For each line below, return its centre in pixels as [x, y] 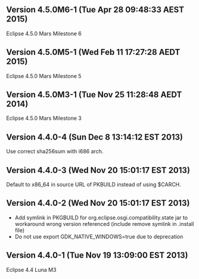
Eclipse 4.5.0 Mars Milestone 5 [44, 76]
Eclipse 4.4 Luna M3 [31, 269]
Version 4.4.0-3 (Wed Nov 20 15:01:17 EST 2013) [98, 170]
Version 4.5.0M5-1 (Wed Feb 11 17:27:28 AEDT [93, 52]
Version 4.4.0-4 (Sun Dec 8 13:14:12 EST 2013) [95, 137]
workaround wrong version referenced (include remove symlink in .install [104, 224]
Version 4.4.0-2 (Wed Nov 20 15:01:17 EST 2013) [98, 203]
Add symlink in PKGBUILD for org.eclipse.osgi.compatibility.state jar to [101, 218]
